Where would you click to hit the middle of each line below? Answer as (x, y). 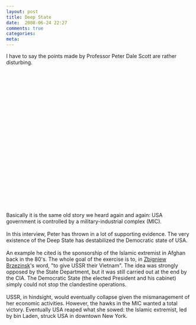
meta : (13, 39)
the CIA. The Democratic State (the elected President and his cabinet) (91, 278)
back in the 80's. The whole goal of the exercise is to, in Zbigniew (86, 259)
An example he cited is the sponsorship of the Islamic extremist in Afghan (96, 253)
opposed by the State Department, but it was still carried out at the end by (97, 272)
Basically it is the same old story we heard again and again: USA (84, 215)
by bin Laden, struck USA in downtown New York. (67, 316)
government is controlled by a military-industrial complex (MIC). (84, 221)
